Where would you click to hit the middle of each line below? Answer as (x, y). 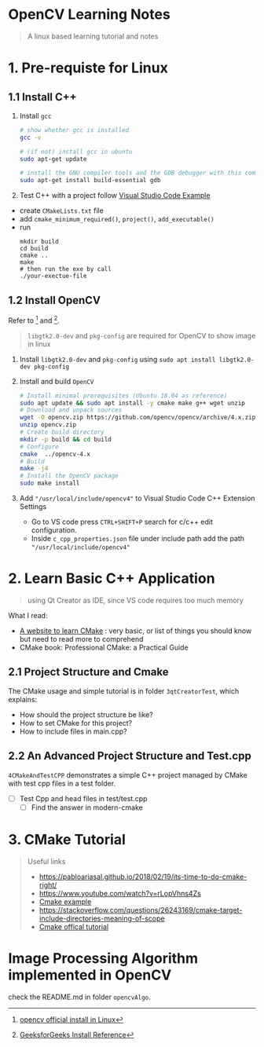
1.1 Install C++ (42, 97)
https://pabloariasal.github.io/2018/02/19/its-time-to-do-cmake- (143, 877)
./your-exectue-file (53, 276)
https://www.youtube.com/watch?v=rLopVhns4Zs (120, 893)
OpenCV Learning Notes (89, 15)
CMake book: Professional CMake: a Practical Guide (104, 647)
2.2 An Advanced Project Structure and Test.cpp (130, 756)
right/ (48, 884)
